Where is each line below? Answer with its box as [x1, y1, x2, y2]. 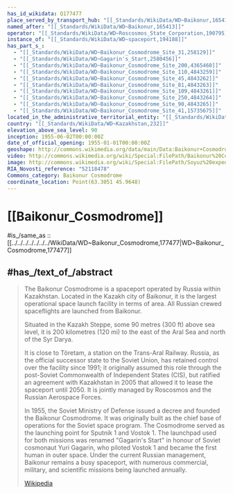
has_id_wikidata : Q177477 [7, 10, 82, 17]
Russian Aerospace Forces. [24, 393, 103, 401]
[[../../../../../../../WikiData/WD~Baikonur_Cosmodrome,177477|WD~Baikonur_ [7, 239, 224, 247]
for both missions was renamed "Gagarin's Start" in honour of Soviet [24, 436, 221, 445]
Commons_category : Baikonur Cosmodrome [7, 172, 123, 179]
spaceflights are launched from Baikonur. [24, 307, 142, 315]
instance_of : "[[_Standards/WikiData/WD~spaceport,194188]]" [7, 36, 188, 43]
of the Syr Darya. [24, 335, 74, 344]
